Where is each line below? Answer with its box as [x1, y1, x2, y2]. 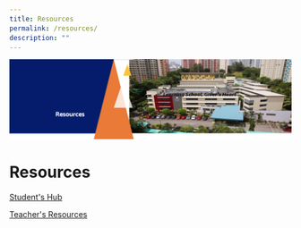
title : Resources [9, 14, 74, 23]
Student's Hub [9, 192, 63, 203]
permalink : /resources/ [9, 23, 99, 33]
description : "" [9, 33, 70, 42]
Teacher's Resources [9, 209, 88, 220]
